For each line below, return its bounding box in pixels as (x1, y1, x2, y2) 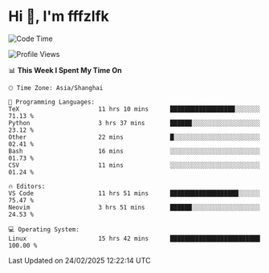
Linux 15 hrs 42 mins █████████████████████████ (8, 234, 261, 242)
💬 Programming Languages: (8, 98, 95, 106)
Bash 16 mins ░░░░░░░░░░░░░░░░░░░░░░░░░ (8, 147, 261, 155)
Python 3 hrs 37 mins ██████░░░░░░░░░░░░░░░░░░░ (8, 119, 261, 127)
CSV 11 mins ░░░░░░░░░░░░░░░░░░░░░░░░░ (8, 161, 261, 169)
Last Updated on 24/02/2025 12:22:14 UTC (8, 255, 151, 265)
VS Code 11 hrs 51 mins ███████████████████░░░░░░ (8, 189, 261, 198)
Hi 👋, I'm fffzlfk (8, 7, 110, 26)
